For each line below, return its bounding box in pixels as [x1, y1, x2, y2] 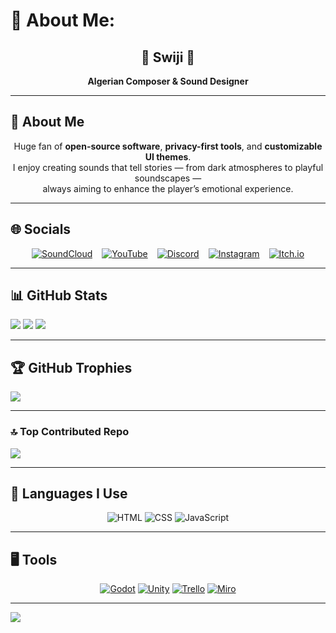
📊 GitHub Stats [10, 287, 108, 304]
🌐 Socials [10, 221, 72, 238]
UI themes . [144, 150, 192, 163]
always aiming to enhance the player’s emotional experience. [42, 182, 294, 194]
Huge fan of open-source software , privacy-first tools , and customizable [13, 140, 323, 152]
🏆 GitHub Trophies [10, 359, 133, 376]
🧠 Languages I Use [10, 485, 128, 502]
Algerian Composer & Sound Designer [87, 75, 249, 87]
